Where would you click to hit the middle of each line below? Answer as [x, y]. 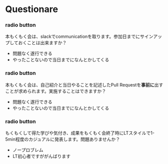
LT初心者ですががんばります [41, 156]
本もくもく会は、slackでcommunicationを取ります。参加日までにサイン [79, 37]
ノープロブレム [28, 150]
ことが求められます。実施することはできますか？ [56, 91]
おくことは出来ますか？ [43, 43]
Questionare [32, 9]
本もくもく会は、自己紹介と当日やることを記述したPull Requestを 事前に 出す [84, 85]
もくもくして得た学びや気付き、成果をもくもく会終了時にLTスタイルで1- [80, 133]
